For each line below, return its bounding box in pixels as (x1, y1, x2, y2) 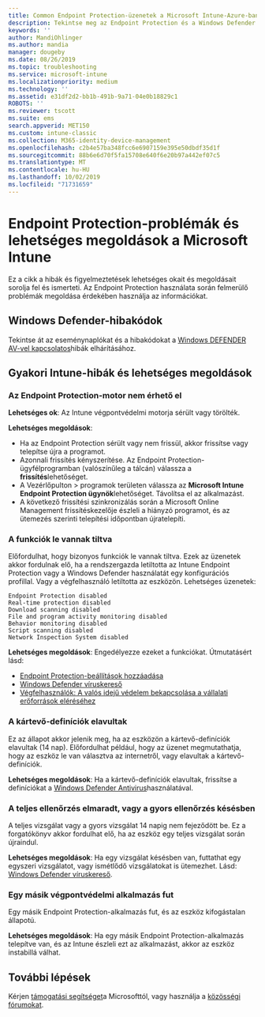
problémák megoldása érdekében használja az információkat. (8, 291, 208, 300)
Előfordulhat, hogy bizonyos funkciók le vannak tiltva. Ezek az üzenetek (8, 552, 241, 561)
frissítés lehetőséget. (19, 472, 88, 482)
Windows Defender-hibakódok (8, 314, 163, 328)
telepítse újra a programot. (19, 447, 106, 457)
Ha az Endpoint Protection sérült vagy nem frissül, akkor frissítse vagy (19, 439, 248, 448)
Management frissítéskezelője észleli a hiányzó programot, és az (19, 506, 230, 515)
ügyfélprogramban (19, 464, 80, 473)
